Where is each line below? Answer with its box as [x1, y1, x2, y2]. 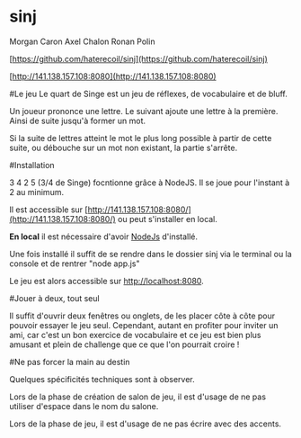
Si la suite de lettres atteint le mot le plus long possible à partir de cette [9, 132, 272, 143]
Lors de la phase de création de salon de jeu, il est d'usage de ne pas [9, 391, 267, 402]
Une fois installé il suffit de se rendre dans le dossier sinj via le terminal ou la [9, 248, 292, 259]
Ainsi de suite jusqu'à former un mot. [9, 115, 146, 126]
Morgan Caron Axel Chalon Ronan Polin [9, 36, 155, 47]
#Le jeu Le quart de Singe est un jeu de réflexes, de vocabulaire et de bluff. [9, 88, 288, 99]
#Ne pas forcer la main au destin [9, 356, 130, 367]
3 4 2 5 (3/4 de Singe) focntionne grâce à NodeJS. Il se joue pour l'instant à [9, 177, 290, 188]
